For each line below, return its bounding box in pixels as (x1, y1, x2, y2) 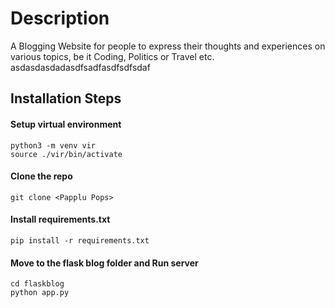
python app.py (10, 288, 70, 298)
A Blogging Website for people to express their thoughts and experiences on (10, 40, 326, 52)
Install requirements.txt (10, 213, 111, 226)
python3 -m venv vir (10, 140, 97, 151)
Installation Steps (10, 90, 122, 107)
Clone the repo (10, 170, 73, 182)
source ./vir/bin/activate (10, 149, 123, 159)
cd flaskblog (10, 279, 65, 289)
